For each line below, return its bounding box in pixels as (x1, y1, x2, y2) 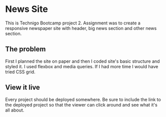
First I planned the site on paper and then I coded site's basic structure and (5, 58, 160, 64)
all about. (5, 107, 24, 113)
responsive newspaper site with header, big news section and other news (5, 25, 157, 31)
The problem (5, 45, 46, 53)
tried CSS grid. (5, 69, 36, 75)
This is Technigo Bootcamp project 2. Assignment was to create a (5, 20, 141, 26)
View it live (5, 83, 40, 92)
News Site (5, 3, 48, 15)
